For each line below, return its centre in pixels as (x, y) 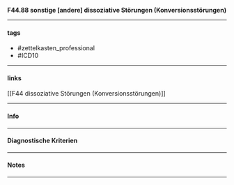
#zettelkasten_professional (56, 48)
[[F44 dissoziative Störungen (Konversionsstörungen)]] (86, 94)
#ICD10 (28, 56)
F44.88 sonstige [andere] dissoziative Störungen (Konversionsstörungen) (117, 10)
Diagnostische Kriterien (42, 141)
